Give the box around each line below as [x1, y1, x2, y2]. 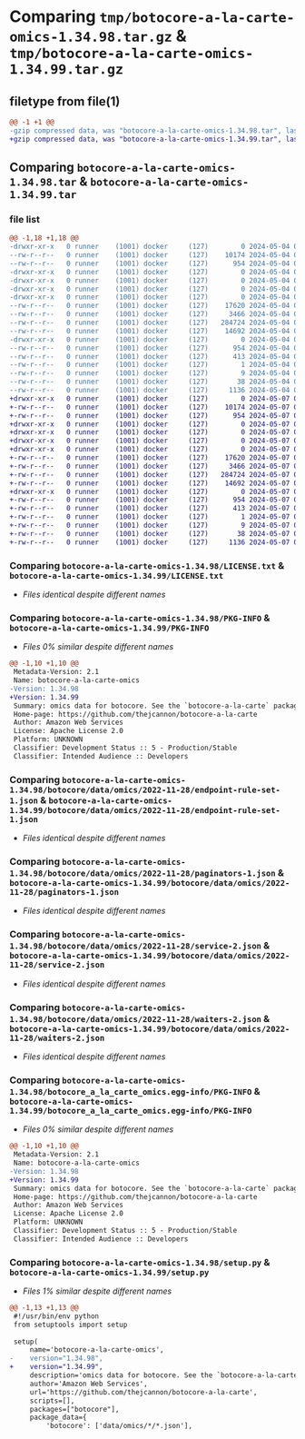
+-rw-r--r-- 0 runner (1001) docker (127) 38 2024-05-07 [9, 529, 290, 538]
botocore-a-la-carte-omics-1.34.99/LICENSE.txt [9, 571, 224, 581]
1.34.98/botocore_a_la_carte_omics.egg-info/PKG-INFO [9, 1087, 252, 1097]
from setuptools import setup [13, 1320, 128, 1329]
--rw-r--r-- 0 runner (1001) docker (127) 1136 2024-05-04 [9, 386, 290, 395]
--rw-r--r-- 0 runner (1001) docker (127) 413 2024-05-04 [9, 352, 290, 361]
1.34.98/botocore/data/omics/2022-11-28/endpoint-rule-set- [9, 784, 281, 795]
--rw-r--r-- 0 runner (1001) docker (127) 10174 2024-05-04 [9, 251, 290, 260]
